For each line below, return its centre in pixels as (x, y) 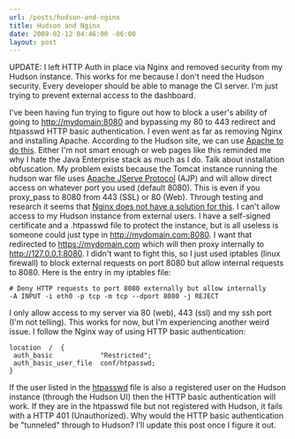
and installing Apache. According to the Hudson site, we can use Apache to (147, 141)
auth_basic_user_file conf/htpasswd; (84, 364)
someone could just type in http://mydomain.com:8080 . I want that (131, 235)
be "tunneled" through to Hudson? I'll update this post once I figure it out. (143, 425)
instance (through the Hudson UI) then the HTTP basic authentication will (143, 397)
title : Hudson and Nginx (55, 26)
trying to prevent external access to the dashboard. (102, 96)
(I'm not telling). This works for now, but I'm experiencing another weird (139, 322)
